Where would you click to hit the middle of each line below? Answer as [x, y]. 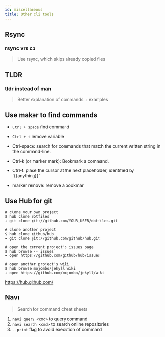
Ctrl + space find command [41, 127]
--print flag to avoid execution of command [57, 330]
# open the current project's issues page [49, 247]
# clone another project [31, 230]
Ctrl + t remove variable [38, 136]
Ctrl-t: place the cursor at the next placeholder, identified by [73, 170]
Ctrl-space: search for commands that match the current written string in [86, 146]
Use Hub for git [29, 201]
